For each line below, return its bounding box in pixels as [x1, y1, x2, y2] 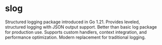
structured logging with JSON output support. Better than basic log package [5, 24, 157, 30]
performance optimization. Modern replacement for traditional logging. [5, 34, 146, 40]
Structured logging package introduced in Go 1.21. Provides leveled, [5, 19, 140, 25]
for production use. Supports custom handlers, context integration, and [5, 29, 147, 35]
